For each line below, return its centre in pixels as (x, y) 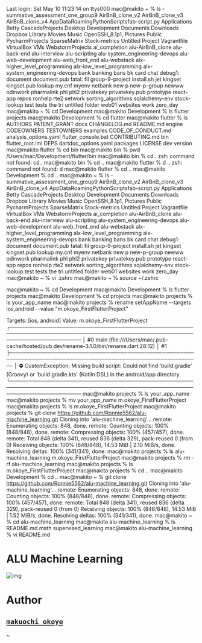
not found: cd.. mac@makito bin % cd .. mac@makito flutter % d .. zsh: (94, 163)
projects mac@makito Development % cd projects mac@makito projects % (99, 296)
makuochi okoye (35, 622)
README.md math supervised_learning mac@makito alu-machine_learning (99, 528)
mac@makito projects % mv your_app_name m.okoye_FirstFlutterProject (96, 400)
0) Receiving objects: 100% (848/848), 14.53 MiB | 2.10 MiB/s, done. (91, 445)
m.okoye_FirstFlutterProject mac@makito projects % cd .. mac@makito (94, 470)
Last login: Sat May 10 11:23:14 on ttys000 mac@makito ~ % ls (84, 9)
